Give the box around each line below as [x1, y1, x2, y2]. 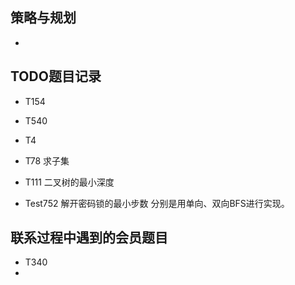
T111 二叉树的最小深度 [24, 176, 115, 188]
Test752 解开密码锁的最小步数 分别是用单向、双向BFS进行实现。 [24, 197, 290, 209]
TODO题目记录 [10, 68, 102, 85]
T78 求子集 [24, 154, 70, 167]
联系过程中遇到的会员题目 [10, 229, 168, 247]
